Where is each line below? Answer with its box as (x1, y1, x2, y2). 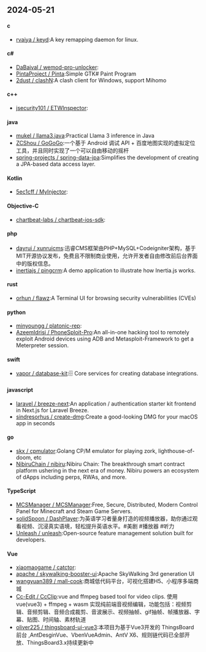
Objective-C (7, 202, 39, 210)
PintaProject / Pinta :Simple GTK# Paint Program (15, 70, 137, 77)
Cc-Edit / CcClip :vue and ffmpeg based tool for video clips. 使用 (15, 593, 178, 600)
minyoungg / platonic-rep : (15, 322, 82, 329)
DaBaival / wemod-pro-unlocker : (15, 63, 99, 71)
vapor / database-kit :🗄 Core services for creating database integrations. (15, 370, 199, 377)
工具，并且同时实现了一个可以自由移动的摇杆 (15, 147, 129, 154)
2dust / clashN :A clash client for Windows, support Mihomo (15, 76, 167, 84)
